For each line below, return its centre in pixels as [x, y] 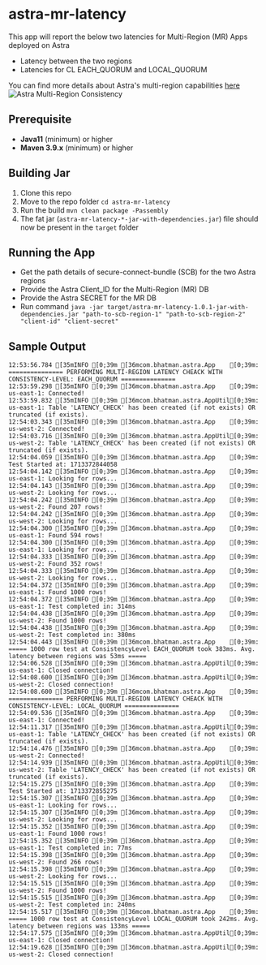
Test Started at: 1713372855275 [63, 791]
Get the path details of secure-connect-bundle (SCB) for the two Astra [138, 272]
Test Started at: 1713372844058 [63, 465]
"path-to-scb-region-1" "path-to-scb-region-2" [164, 314]
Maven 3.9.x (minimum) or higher [77, 148]
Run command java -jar [62, 307]
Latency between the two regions [76, 61]
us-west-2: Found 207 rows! [56, 507]
